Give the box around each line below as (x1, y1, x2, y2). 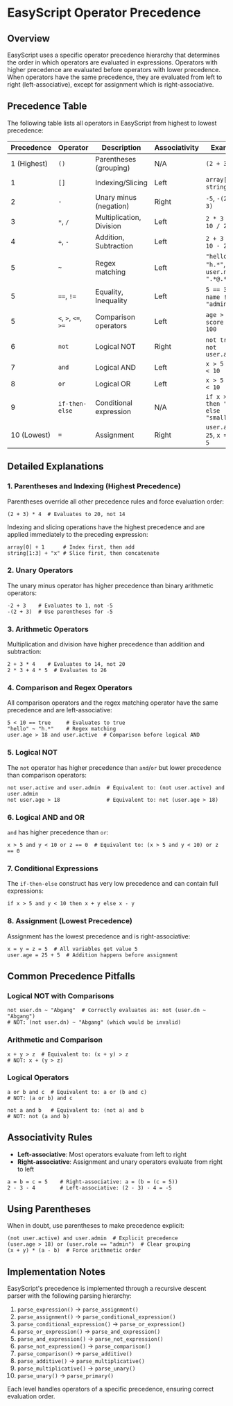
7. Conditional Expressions (7, 864, 98, 873)
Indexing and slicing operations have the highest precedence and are (7, 522, 205, 531)
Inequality (95, 295, 128, 305)
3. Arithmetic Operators (7, 624, 89, 634)
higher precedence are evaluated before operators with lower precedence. (7, 66, 221, 74)
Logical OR (95, 379, 131, 388)
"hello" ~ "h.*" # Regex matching (7, 726, 116, 732)
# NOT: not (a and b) (7, 1113, 70, 1120)
